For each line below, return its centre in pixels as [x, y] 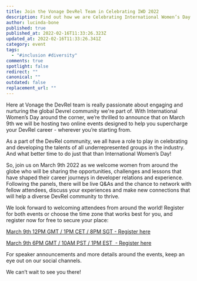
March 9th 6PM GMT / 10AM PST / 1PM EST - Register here [79, 243]
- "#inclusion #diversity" [44, 55]
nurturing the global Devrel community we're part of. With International [92, 111]
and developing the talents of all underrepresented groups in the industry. [96, 147]
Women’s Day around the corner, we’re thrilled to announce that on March [96, 117]
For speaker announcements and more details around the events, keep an [96, 254]
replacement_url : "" [31, 88]
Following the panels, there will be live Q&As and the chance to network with [99, 183]
